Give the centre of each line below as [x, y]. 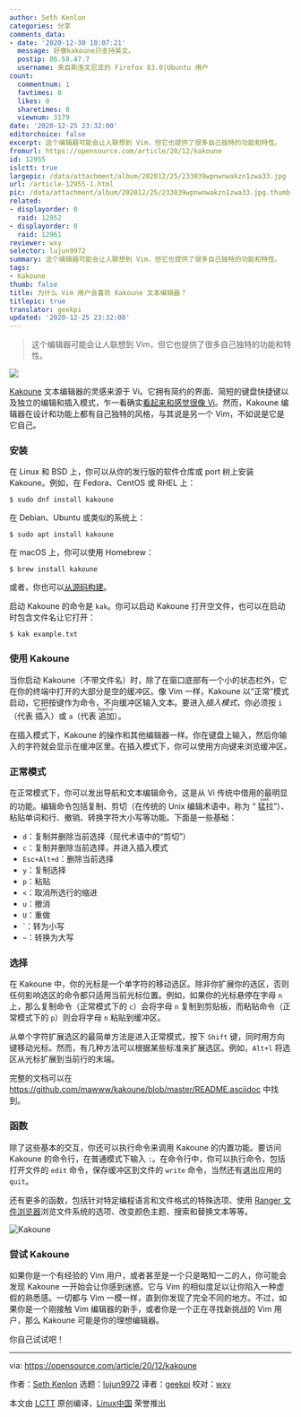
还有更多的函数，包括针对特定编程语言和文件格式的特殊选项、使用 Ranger [146, 1200]
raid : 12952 [40, 217]
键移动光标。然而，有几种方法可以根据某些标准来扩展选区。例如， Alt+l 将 [146, 1048]
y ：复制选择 [44, 870]
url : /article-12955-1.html [62, 185]
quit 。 [21, 1181]
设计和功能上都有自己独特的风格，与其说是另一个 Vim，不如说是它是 [159, 414]
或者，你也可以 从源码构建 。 [60, 587]
